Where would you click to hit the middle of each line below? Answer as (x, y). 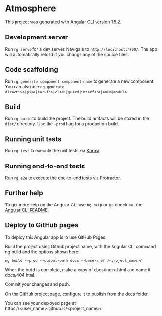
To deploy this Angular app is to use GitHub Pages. (56, 237)
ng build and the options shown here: (42, 252)
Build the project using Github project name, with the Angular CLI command (81, 246)
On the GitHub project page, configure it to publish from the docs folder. (77, 294)
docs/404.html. (20, 275)
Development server (37, 37)
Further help (24, 193)
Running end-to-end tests (45, 166)
